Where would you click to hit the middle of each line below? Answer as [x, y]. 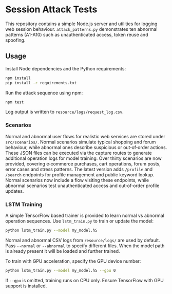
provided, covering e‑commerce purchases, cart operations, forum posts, [83, 163]
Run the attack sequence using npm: [44, 93]
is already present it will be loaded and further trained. [63, 251]
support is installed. [26, 286]
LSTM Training [24, 204]
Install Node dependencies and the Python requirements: [66, 68]
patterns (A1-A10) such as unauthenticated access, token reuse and [77, 34]
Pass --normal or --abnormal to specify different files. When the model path [85, 246]
